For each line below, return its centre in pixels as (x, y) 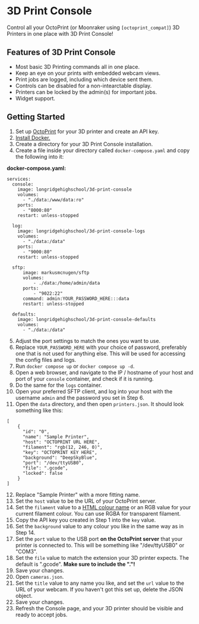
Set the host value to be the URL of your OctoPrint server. (86, 501)
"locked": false (42, 473)
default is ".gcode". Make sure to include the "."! (75, 564)
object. (24, 595)
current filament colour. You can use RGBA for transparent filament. (98, 513)
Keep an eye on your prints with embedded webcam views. (88, 73)
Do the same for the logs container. (59, 385)
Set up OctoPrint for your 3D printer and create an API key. (87, 131)
